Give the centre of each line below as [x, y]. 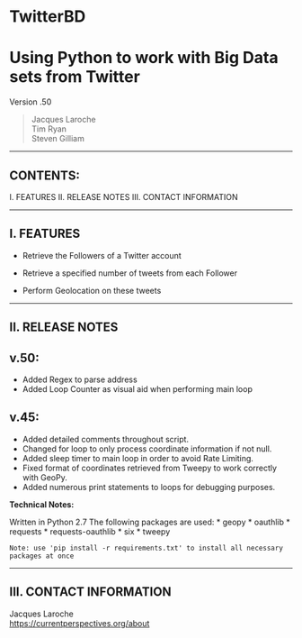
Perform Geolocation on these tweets [92, 290]
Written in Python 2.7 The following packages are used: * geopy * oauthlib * [150, 522]
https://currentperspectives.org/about [80, 623]
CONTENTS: [45, 175]
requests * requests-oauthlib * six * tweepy [90, 531]
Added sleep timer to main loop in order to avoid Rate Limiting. [138, 458]
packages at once [42, 556]
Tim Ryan [49, 129]
